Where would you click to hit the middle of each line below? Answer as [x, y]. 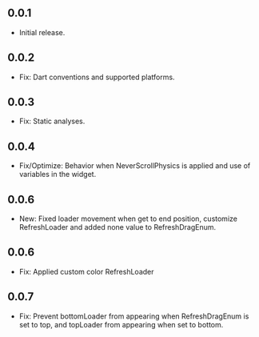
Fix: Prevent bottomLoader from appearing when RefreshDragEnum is [134, 316]
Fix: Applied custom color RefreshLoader [86, 271]
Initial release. [42, 32]
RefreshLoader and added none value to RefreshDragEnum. [118, 227]
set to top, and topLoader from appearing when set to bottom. [121, 324]
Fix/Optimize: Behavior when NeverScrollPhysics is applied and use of [135, 166]
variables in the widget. [58, 175]
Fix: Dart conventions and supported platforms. [97, 77]
